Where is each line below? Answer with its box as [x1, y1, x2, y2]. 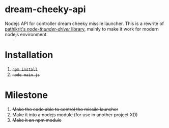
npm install [12, 67, 38, 72]
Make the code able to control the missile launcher [12, 106, 119, 112]
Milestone [5, 89, 48, 101]
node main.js [12, 72, 40, 78]
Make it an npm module [12, 117, 62, 123]
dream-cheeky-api [5, 4, 86, 15]
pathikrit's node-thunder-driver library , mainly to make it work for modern [5, 25, 159, 32]
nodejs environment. [5, 31, 48, 37]
